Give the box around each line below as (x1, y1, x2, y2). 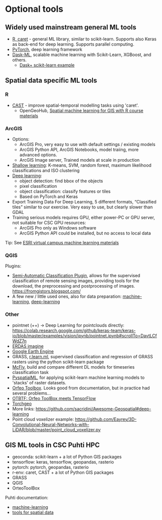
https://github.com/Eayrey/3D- (75, 416, 137, 422)
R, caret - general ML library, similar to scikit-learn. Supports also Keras (12, 36, 157, 42)
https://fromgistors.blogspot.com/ (12, 289, 81, 294)
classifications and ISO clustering (12, 167, 80, 173)
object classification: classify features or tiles (19, 188, 111, 194)
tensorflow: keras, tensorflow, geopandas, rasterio (12, 459, 114, 465)
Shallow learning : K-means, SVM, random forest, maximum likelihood (12, 162, 152, 168)
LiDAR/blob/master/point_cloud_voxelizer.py (12, 427, 101, 433)
